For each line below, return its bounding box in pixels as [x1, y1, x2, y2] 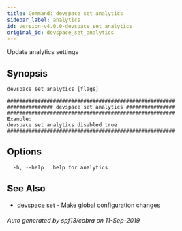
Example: [7, 116, 32, 123]
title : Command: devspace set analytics [7, 10, 124, 17]
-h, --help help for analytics [13, 164, 108, 171]
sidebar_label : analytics [7, 16, 80, 23]
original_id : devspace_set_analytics [7, 29, 115, 36]
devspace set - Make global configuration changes [16, 201, 161, 209]
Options [7, 146, 42, 158]
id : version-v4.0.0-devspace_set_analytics [7, 23, 133, 29]
